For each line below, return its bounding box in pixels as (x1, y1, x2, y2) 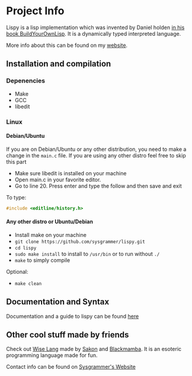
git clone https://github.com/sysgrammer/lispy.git (14, 239, 145, 245)
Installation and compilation (6, 59, 111, 69)
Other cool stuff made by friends (6, 330, 129, 340)
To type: (6, 194, 27, 201)
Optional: (6, 268, 28, 275)
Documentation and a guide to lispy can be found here (6, 312, 139, 320)
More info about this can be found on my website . (6, 42, 128, 49)
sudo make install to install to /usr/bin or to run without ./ (14, 250, 160, 257)
